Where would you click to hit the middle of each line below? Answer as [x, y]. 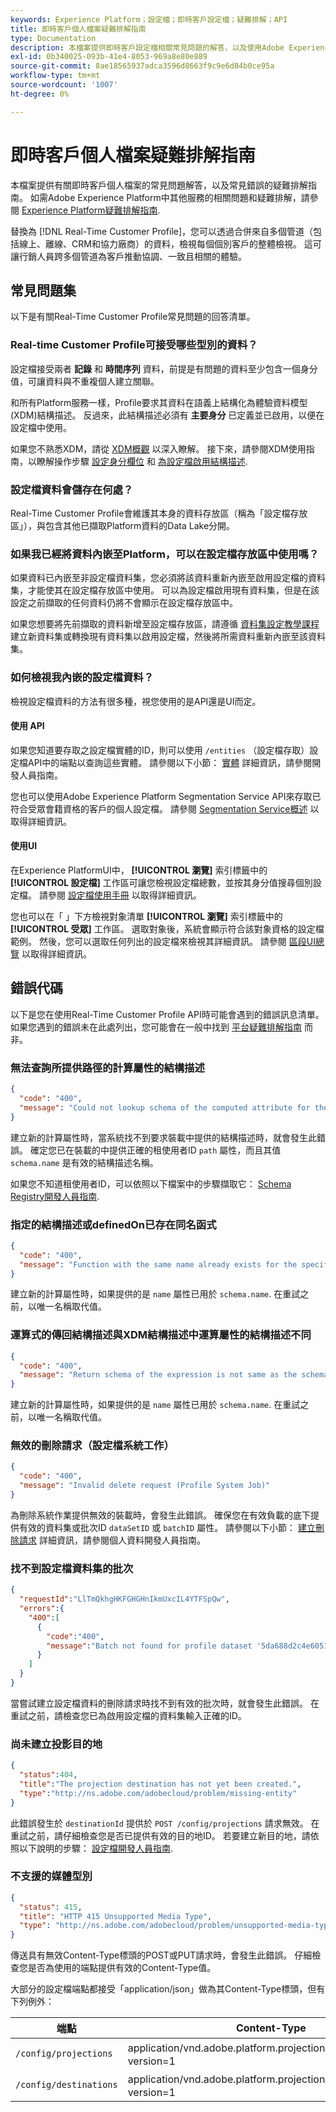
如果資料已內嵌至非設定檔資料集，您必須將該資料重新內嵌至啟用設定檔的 [159, 578]
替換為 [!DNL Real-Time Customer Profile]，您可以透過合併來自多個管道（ [162, 231]
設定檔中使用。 [41, 427]
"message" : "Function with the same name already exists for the [158, 1264]
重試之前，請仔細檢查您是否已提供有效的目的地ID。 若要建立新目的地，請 [160, 1835]
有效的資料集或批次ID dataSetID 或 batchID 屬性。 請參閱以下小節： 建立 [167, 1527]
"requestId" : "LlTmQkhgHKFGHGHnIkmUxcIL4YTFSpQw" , [124, 1599]
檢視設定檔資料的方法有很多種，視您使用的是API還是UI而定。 [136, 701]
